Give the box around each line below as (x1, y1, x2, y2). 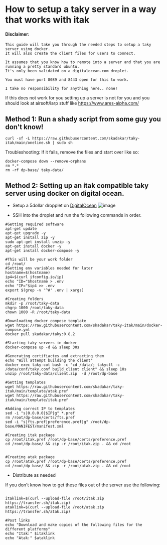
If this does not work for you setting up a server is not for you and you (5, 95, 150, 101)
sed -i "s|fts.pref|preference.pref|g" (5, 420, 89, 425)
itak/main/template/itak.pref (5, 397, 69, 402)
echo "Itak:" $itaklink (5, 531, 55, 536)
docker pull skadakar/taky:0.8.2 (5, 332, 75, 337)
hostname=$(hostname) (5, 270, 51, 276)
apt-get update (5, 226, 37, 231)
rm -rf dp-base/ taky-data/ (5, 168, 64, 173)
